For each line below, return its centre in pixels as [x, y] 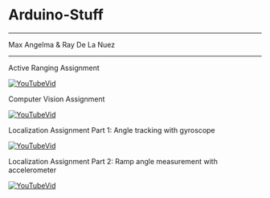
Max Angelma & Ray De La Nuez [62, 44]
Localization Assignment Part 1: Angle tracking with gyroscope [112, 130]
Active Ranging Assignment [54, 68]
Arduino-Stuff [56, 15]
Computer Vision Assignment [57, 99]
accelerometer [33, 170]
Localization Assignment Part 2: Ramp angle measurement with [113, 161]
